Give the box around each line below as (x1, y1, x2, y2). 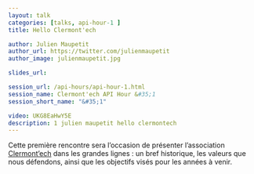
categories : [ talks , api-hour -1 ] (8, 19, 122, 27)
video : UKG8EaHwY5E (8, 111, 72, 120)
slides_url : (8, 69, 47, 77)
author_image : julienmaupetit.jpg (8, 55, 122, 63)
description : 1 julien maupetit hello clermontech (8, 119, 177, 127)
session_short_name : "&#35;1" (8, 97, 107, 106)
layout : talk (8, 11, 51, 20)
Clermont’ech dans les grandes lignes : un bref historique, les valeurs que (8, 149, 247, 158)
